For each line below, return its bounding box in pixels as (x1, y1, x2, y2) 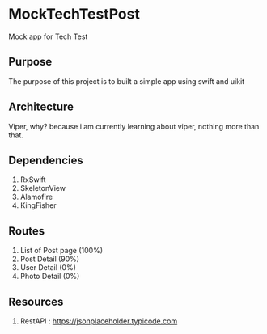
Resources (8, 294, 64, 308)
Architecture (8, 100, 74, 114)
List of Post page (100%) (19, 246, 104, 256)
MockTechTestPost (8, 5, 140, 23)
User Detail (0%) (19, 263, 77, 273)
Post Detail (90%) (19, 254, 79, 264)
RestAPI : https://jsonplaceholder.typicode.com (19, 316, 178, 326)
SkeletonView (19, 184, 66, 193)
